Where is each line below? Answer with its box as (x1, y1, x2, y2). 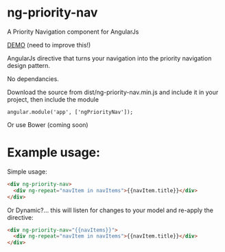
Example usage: (7, 145, 101, 161)
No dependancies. (7, 74, 60, 83)
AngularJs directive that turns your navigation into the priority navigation (7, 54, 212, 62)
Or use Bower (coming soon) (7, 120, 88, 128)
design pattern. (7, 61, 50, 69)
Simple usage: (7, 167, 48, 176)
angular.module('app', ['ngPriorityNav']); (7, 108, 134, 115)
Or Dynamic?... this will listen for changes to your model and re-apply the (7, 206, 214, 214)
